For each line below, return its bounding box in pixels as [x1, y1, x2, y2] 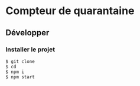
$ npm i [5, 69, 25, 75]
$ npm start [5, 74, 35, 80]
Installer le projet [5, 45, 56, 54]
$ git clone [5, 58, 35, 64]
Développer [5, 28, 50, 38]
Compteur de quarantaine [5, 4, 135, 18]
